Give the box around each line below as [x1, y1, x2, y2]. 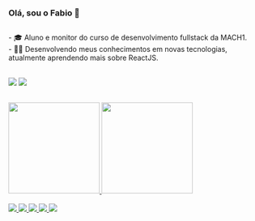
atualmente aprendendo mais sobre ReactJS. [8, 53, 159, 63]
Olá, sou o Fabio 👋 [8, 7, 80, 19]
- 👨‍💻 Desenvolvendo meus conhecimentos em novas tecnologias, [8, 45, 228, 54]
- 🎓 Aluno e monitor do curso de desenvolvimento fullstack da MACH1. [8, 32, 248, 43]
